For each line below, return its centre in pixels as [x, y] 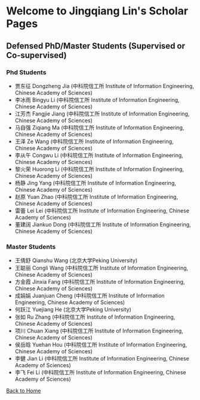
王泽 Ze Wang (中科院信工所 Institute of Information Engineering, [94, 141]
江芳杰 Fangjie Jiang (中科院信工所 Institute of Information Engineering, [102, 113]
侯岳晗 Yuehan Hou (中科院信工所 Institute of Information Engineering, [101, 345]
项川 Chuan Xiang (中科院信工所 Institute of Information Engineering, [99, 331]
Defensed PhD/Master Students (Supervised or [96, 46]
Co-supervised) [36, 55]
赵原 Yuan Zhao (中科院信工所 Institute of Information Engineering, [96, 196]
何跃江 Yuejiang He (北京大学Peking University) [73, 310]
